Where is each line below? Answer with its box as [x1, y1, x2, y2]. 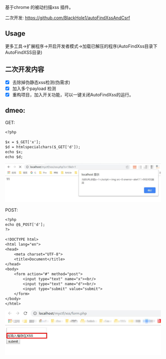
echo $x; [5, 149, 23, 154]
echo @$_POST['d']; [5, 222, 45, 227]
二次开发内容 [5, 65, 44, 74]
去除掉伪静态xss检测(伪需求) [12, 79, 71, 85]
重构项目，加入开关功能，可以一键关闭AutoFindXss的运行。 [12, 91, 134, 97]
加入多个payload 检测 [12, 86, 56, 91]
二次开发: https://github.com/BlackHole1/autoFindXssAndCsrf [5, 15, 130, 21]
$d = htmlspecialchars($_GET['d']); [5, 144, 81, 149]
